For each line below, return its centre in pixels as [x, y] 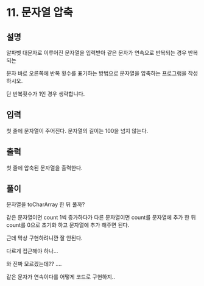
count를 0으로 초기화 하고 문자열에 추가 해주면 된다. [68, 225]
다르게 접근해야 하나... [32, 251]
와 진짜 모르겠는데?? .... [34, 264]
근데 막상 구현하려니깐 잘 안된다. [45, 238]
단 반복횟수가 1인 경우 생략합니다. [46, 94]
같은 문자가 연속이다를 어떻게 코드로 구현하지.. [61, 277]
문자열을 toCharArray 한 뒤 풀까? [46, 204]
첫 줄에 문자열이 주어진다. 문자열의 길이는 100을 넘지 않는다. [77, 130]
